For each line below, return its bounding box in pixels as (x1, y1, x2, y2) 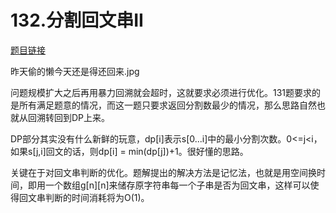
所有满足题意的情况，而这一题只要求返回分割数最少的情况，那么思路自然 (18, 99, 317, 111)
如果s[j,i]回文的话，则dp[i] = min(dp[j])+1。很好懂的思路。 (10, 145, 249, 157)
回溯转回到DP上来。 (27, 111, 111, 123)
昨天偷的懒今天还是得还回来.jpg (10, 65, 140, 77)
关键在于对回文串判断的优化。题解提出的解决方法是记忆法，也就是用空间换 (10, 166, 317, 178)
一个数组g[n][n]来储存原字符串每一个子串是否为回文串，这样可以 (44, 179, 311, 191)
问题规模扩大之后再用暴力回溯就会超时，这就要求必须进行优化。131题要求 (10, 86, 313, 98)
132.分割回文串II (10, 9, 144, 32)
